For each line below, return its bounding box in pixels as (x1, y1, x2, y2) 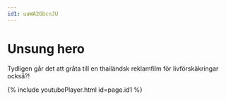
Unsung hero (7, 40, 85, 57)
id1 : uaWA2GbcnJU (7, 10, 59, 18)
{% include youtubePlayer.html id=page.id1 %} (7, 85, 143, 94)
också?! (7, 71, 30, 80)
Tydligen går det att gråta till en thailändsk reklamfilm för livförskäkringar (7, 64, 219, 73)
